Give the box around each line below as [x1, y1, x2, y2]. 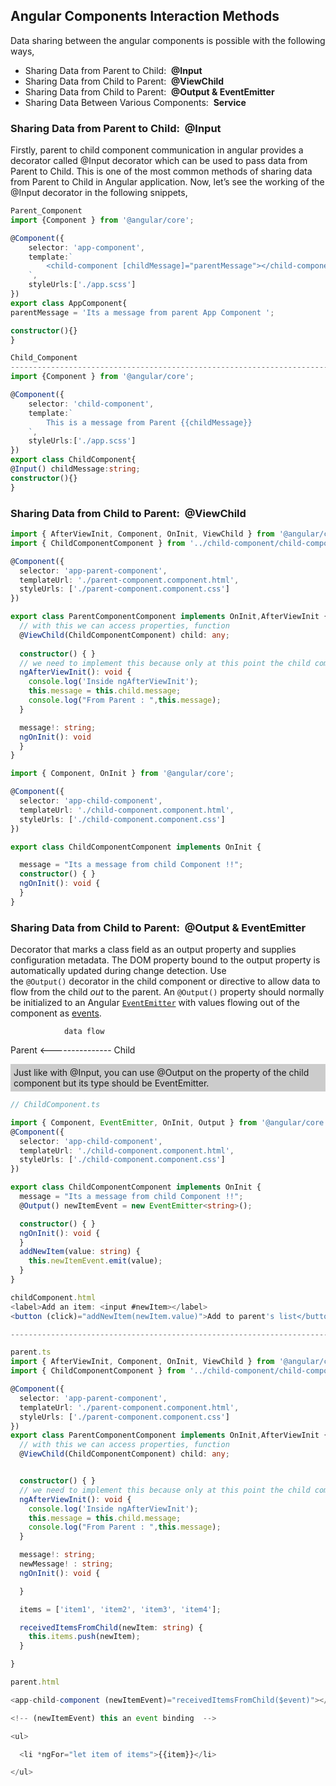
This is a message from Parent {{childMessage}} [46, 417, 253, 428]
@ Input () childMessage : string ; [10, 464, 141, 474]
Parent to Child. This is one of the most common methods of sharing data [10, 165, 313, 178]
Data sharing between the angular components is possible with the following [10, 34, 326, 46]
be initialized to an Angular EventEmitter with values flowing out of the [10, 997, 301, 1009]
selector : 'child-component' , [28, 399, 155, 409]
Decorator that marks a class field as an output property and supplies [10, 944, 297, 956]
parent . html [10, 1677, 60, 1688]
